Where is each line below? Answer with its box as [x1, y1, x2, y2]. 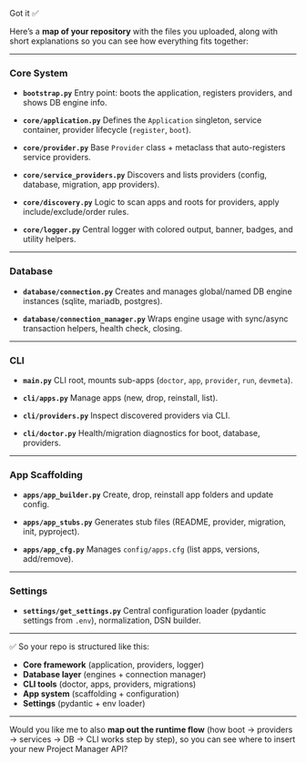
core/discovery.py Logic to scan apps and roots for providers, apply [22, 197, 280, 208]
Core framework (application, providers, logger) [22, 659, 205, 670]
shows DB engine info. [22, 97, 107, 108]
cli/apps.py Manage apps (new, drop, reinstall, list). [22, 392, 219, 403]
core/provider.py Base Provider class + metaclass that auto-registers [22, 142, 286, 153]
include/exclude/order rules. [22, 207, 129, 218]
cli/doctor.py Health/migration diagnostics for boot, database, [22, 427, 260, 438]
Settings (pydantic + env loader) [22, 698, 146, 709]
